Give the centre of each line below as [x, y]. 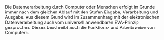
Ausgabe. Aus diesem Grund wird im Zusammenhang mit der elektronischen [82, 17]
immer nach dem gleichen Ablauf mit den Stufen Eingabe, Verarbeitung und [82, 12]
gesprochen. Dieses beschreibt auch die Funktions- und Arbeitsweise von [80, 27]
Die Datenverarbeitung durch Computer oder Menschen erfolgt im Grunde [80, 7]
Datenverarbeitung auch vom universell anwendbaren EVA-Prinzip [72, 22]
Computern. [17, 33]
